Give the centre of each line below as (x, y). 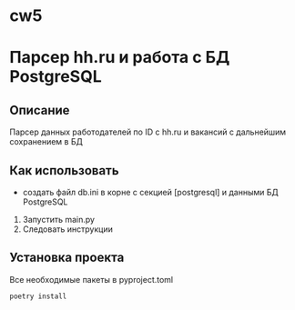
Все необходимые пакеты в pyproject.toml (92, 279)
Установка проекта (67, 258)
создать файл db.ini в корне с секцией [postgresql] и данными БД (151, 192)
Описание (40, 110)
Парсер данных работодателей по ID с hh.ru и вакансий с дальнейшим (148, 132)
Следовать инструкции (68, 229)
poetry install (38, 296)
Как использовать (65, 170)
